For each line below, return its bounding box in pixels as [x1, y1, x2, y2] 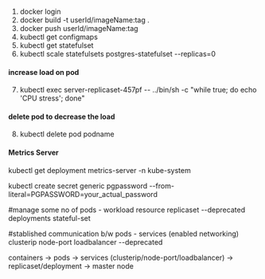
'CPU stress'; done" [19, 93, 85, 103]
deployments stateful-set [8, 213, 92, 222]
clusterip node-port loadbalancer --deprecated [8, 237, 163, 246]
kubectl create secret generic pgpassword [8, 181, 148, 191]
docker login [19, 7, 61, 16]
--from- [149, 181, 175, 191]
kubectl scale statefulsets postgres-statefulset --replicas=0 [19, 49, 216, 58]
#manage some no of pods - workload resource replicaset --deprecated [8, 205, 245, 214]
